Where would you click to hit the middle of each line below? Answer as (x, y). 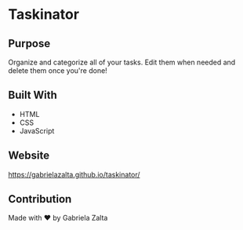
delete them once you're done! (58, 71)
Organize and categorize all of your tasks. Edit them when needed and (122, 62)
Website (29, 156)
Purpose (29, 44)
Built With (33, 95)
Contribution (40, 199)
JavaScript (37, 130)
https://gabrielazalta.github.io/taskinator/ (74, 174)
